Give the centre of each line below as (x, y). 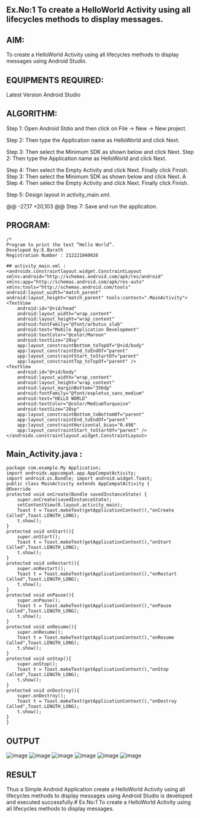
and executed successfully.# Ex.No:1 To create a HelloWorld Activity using (99, 802)
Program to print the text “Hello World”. (60, 245)
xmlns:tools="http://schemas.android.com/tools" (69, 287)
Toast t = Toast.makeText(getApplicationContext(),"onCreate (95, 510)
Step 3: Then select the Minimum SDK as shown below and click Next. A (96, 176)
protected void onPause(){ (40, 595)
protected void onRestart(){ (43, 564)
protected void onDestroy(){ (43, 691)
